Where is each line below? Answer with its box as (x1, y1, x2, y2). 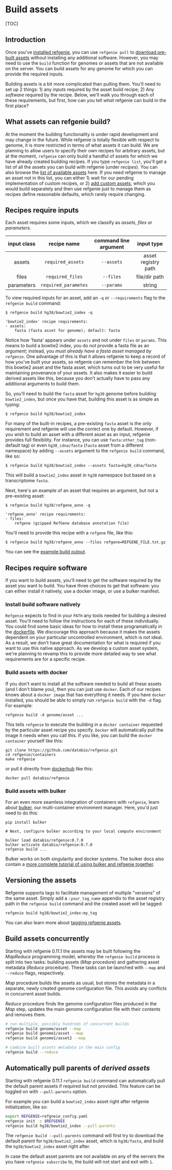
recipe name (48, 240, 80, 247)
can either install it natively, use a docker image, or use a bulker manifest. (5, 588, 160, 594)
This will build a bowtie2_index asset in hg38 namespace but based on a (5, 472, 156, 478)
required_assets (44, 259, 84, 265)
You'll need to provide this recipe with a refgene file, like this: (5, 530, 134, 536)
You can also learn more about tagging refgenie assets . (5, 919, 122, 925)
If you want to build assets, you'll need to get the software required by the (5, 577, 161, 583)
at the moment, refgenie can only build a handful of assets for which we (5, 153, 158, 159)
